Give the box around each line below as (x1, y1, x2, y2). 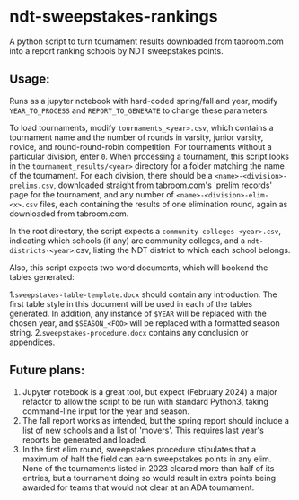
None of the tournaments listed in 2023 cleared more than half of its (22, 462, 275, 473)
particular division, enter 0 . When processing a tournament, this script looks (9, 151, 290, 162)
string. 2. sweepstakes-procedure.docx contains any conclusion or (9, 327, 249, 338)
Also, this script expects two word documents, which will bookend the (9, 262, 268, 273)
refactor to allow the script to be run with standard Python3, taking (22, 396, 269, 407)
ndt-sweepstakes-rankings (9, 6, 218, 27)
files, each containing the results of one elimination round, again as (40, 198, 288, 209)
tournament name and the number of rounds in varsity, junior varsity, (9, 132, 264, 143)
